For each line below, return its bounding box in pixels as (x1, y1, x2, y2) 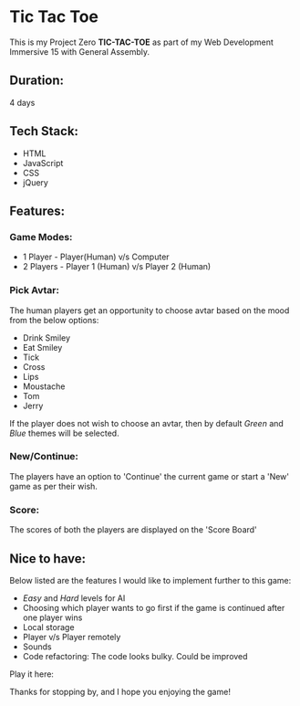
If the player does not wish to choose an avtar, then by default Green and (9, 417, 284, 428)
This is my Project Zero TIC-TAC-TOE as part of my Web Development (9, 37, 274, 47)
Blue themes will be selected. (9, 427, 120, 438)
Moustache (22, 381, 66, 392)
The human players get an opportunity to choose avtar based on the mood (9, 304, 290, 316)
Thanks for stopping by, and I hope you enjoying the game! (9, 686, 231, 697)
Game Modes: (9, 230, 73, 243)
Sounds (22, 641, 52, 652)
